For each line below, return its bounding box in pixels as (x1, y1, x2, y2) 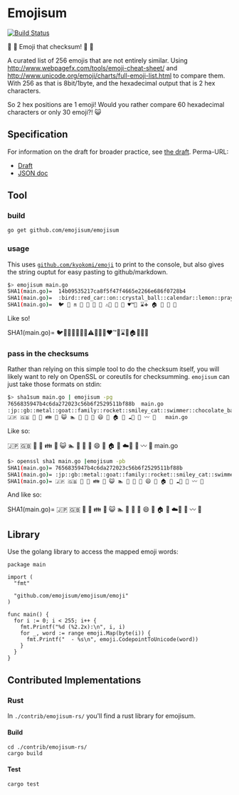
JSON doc (17, 169, 48, 177)
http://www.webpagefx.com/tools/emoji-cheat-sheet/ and (7, 63, 178, 72)
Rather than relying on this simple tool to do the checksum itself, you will (7, 365, 220, 373)
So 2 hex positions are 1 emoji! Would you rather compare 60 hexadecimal (7, 100, 225, 108)
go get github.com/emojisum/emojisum (7, 227, 119, 234)
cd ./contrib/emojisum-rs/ (7, 744, 87, 751)
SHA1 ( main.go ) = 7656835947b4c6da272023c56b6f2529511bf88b (7, 464, 183, 472)
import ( (7, 573, 33, 581)
